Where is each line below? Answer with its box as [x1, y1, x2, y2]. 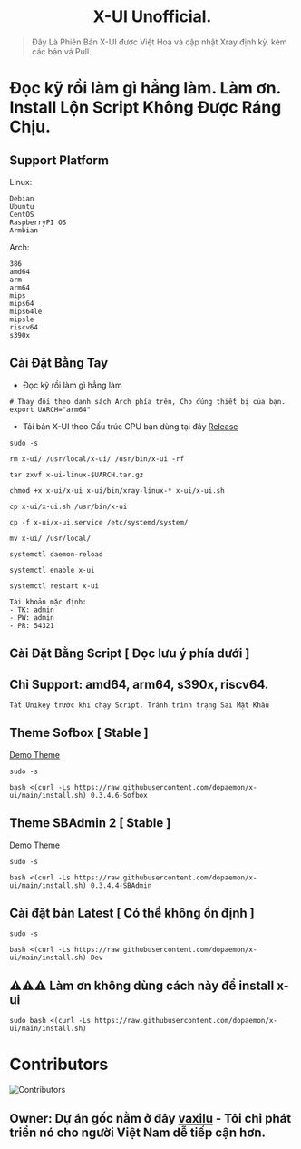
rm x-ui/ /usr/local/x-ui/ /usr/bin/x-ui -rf [9, 454, 184, 464]
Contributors [9, 1055, 109, 1075]
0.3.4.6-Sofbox [90, 791, 148, 800]
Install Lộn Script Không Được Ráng [9, 97, 282, 118]
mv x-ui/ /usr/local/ [9, 534, 92, 543]
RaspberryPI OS [9, 218, 67, 227]
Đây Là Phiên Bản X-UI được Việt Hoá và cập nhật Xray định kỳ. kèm [31, 36, 287, 47]
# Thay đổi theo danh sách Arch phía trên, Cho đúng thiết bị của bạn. [9, 397, 286, 406]
